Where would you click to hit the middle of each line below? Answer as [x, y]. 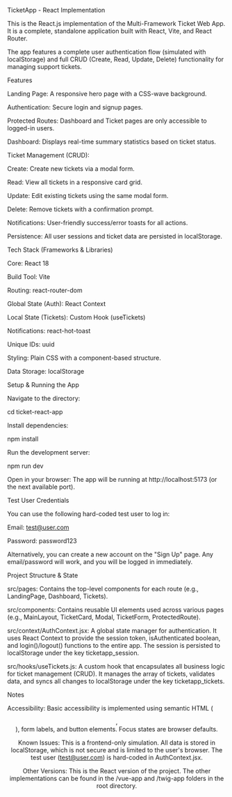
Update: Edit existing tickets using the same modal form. [88, 196]
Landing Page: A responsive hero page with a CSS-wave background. [107, 94]
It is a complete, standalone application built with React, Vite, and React [109, 31]
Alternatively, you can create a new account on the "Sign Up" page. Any [110, 554]
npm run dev [25, 466]
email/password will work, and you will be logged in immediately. [100, 562]
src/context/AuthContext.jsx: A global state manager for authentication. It [112, 631]
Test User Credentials [38, 500]
